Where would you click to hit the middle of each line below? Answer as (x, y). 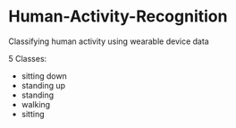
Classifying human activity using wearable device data (109, 41)
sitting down (44, 76)
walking (36, 104)
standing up (43, 85)
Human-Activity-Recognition (118, 17)
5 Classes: (28, 58)
